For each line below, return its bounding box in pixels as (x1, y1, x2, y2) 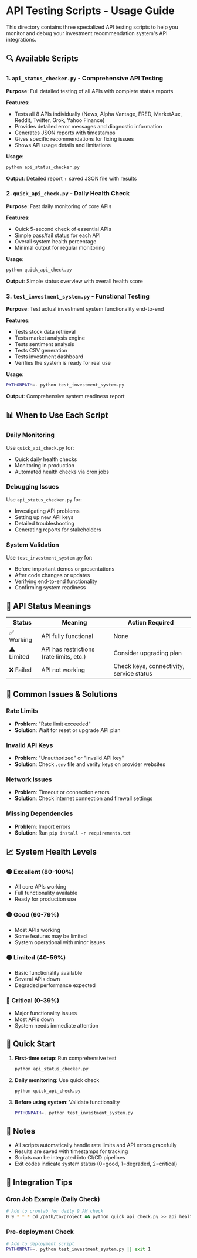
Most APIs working (14, 926, 60, 933)
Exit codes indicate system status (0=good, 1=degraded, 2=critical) (14, 1160, 178, 1168)
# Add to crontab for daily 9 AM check (6, 1208, 104, 1215)
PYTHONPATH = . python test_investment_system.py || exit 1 (6, 1246, 151, 1252)
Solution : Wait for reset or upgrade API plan (14, 726, 121, 734)
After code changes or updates (14, 572, 90, 579)
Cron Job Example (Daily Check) (6, 1195, 100, 1203)
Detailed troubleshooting (14, 520, 74, 527)
